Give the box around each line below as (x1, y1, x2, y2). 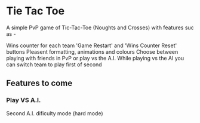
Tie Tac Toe (6, 4, 64, 18)
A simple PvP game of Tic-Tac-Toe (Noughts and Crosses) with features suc (6, 24, 194, 31)
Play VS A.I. (6, 96, 41, 104)
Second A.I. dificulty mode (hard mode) (6, 109, 103, 117)
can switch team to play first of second (6, 61, 103, 68)
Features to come (6, 78, 73, 88)
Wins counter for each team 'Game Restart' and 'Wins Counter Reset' (6, 42, 177, 49)
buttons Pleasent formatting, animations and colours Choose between (6, 48, 179, 55)
